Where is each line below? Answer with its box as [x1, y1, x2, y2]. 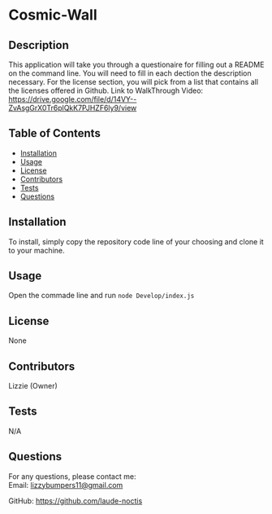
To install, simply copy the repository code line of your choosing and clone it [8, 236, 264, 246]
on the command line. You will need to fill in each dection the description [8, 68, 252, 78]
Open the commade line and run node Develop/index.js [8, 291, 195, 301]
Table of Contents [8, 126, 101, 140]
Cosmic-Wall [8, 6, 97, 24]
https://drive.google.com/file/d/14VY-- [8, 94, 137, 103]
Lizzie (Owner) [8, 381, 58, 391]
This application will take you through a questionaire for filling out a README [8, 59, 265, 69]
